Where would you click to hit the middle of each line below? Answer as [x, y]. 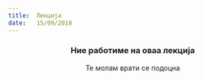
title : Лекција [35, 15]
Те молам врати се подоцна [133, 67]
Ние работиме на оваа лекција [133, 51]
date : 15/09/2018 [40, 23]
